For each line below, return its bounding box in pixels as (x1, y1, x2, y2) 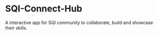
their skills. (5, 24, 27, 30)
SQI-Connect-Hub (5, 3, 82, 14)
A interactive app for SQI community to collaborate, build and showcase (5, 19, 153, 25)
